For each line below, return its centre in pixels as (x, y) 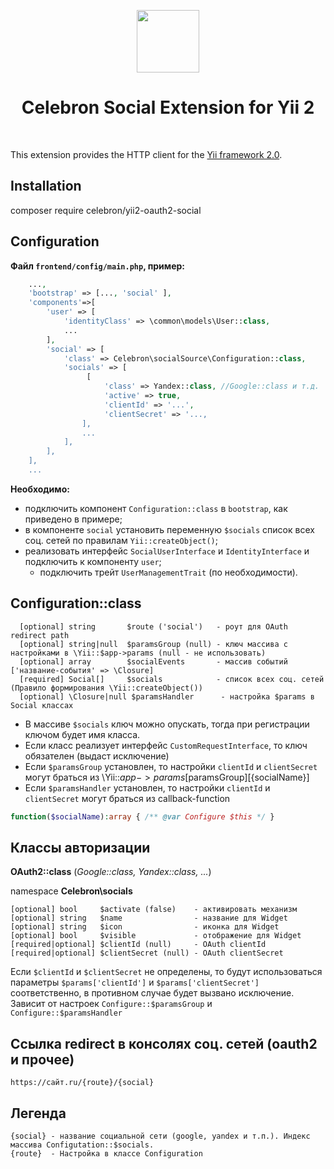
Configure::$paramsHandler (66, 1013)
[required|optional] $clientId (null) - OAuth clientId (138, 945)
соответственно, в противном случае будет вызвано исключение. (152, 993)
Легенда (38, 1113)
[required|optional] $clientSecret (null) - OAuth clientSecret (147, 953)
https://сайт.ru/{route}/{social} (82, 1083)
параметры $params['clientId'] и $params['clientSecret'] (135, 982)
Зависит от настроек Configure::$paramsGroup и (111, 1004)
